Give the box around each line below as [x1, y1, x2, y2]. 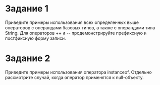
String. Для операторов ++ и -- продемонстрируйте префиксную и [5, 30, 147, 36]
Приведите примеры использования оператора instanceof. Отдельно [5, 69, 152, 75]
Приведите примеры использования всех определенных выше [5, 19, 139, 25]
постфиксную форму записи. [5, 35, 66, 41]
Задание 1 [5, 3, 49, 14]
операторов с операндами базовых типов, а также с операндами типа [5, 24, 155, 30]
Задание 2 [5, 53, 51, 64]
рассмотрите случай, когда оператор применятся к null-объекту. [5, 74, 144, 80]
